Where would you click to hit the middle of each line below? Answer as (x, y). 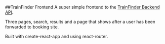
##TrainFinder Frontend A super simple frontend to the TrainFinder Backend (82, 7)
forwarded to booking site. (32, 27)
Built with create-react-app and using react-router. (57, 36)
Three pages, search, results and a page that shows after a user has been (80, 22)
